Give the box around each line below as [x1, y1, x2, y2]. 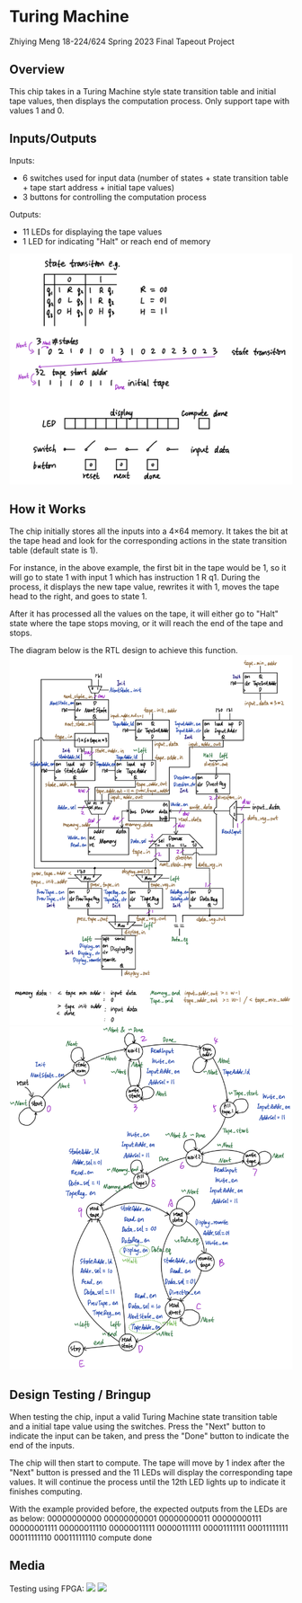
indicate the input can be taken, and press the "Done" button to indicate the [9, 1430, 289, 1441]
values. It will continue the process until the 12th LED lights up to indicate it [9, 1476, 286, 1487]
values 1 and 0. [9, 105, 65, 116]
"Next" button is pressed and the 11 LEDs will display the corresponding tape [9, 1466, 293, 1477]
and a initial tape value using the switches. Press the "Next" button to [9, 1421, 266, 1431]
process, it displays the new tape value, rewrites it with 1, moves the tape [9, 581, 280, 592]
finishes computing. [9, 1485, 83, 1497]
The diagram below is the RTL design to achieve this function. [9, 644, 238, 655]
